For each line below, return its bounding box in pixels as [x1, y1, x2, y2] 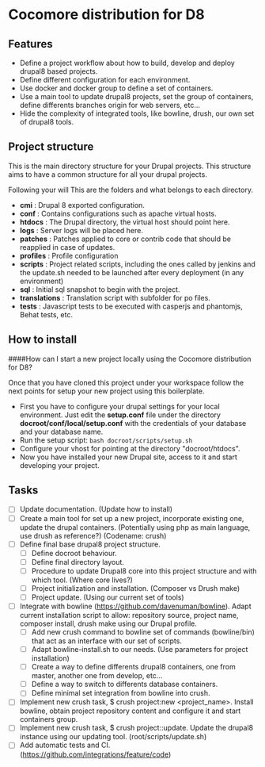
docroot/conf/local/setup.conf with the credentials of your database [19, 418, 247, 428]
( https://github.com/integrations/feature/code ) [19, 750, 172, 759]
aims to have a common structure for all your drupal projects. [8, 169, 207, 179]
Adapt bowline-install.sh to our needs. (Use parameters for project [31, 645, 248, 654]
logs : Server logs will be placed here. [19, 225, 144, 235]
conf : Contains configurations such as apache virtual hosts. [19, 209, 218, 218]
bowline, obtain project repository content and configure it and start [19, 706, 241, 715]
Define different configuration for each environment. [19, 75, 191, 84]
